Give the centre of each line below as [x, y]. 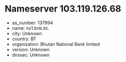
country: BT [24, 39]
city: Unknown [27, 33]
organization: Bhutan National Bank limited [56, 44]
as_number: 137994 [32, 23]
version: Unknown [31, 49]
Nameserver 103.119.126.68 [63, 9]
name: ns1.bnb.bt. [30, 28]
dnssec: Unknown [31, 55]
